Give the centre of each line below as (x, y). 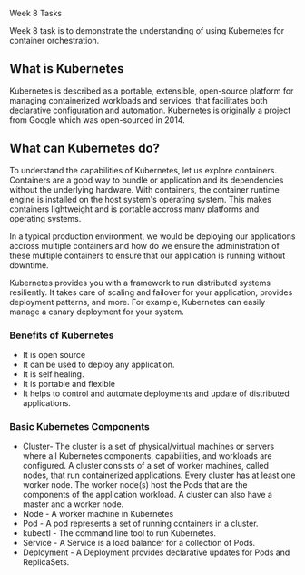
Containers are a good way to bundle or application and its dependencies (147, 180)
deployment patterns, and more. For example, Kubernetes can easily (138, 302)
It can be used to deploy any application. (98, 364)
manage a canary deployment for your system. (97, 312)
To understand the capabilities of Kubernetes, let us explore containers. (143, 170)
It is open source (54, 354)
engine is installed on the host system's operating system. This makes (141, 199)
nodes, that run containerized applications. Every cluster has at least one (159, 475)
